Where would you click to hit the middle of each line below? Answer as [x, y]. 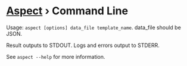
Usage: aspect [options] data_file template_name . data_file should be [94, 27]
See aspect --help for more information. [56, 56]
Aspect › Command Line [67, 11]
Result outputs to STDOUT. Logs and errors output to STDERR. [83, 45]
